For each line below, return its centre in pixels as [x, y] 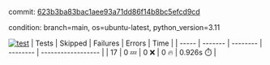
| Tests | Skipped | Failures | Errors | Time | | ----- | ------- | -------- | [147, 43]
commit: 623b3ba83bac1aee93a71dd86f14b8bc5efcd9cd [104, 12]
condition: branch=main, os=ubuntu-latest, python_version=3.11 [114, 27]
